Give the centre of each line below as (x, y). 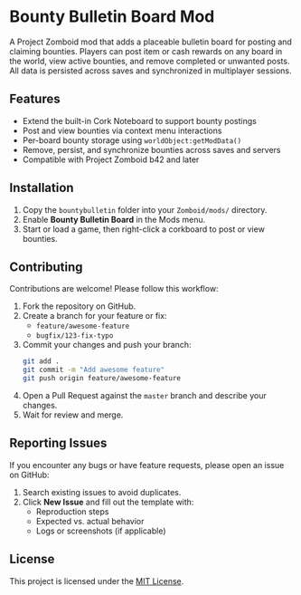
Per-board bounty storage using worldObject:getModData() (132, 140)
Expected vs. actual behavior (90, 521)
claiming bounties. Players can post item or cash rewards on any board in (146, 51)
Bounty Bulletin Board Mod (112, 17)
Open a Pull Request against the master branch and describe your (144, 395)
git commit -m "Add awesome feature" (94, 370)
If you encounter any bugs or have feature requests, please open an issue (147, 465)
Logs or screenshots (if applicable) (101, 531)
